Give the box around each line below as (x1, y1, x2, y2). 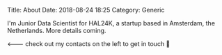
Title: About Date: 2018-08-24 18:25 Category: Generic (7, 6, 165, 14)
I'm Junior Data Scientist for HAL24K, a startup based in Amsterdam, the (7, 19, 216, 27)
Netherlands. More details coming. (7, 27, 106, 34)
